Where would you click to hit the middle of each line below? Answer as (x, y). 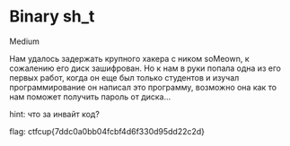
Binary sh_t (52, 17)
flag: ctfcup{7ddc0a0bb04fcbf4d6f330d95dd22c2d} (107, 131)
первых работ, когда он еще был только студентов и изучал (124, 77)
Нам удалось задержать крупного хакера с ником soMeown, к (129, 58)
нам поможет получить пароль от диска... (90, 97)
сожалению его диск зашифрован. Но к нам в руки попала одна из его (145, 68)
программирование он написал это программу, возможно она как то (143, 87)
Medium (25, 41)
